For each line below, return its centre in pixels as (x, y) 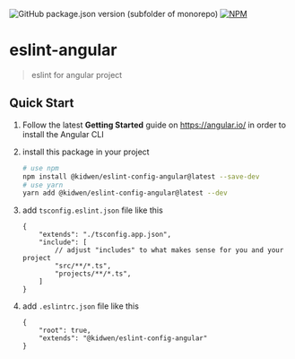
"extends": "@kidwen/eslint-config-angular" (123, 338)
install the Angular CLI (63, 134)
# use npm (41, 168)
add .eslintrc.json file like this (80, 306)
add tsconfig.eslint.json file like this (92, 210)
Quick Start (42, 103)
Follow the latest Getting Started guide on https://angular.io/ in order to (154, 125)
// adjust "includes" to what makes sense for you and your (169, 250)
